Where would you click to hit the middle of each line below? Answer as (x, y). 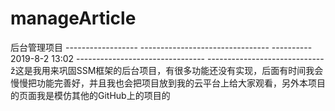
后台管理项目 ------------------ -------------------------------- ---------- (161, 47)
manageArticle (73, 18)
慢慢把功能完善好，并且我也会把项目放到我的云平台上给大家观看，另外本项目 (168, 83)
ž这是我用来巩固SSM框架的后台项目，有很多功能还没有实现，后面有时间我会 (167, 70)
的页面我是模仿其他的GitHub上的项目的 (90, 95)
